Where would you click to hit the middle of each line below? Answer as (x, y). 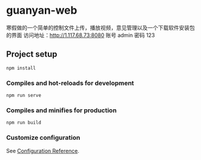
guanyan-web (42, 10)
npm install (21, 68)
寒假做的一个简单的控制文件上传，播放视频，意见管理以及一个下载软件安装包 (100, 27)
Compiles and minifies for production (61, 110)
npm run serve (24, 96)
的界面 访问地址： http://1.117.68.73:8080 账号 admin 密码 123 (81, 35)
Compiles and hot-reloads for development (70, 83)
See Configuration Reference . (43, 150)
